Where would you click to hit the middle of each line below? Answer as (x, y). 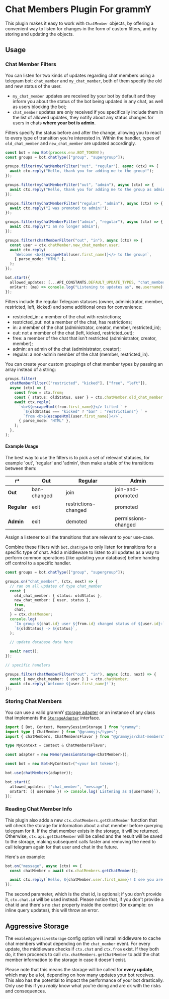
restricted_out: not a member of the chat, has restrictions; (72, 322)
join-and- (127, 490)
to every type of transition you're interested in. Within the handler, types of (82, 138)
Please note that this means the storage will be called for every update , (79, 969)
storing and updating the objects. (39, 34)
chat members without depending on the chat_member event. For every (78, 943)
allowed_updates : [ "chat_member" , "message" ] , (59, 787)
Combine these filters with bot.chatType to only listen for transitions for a (81, 547)
